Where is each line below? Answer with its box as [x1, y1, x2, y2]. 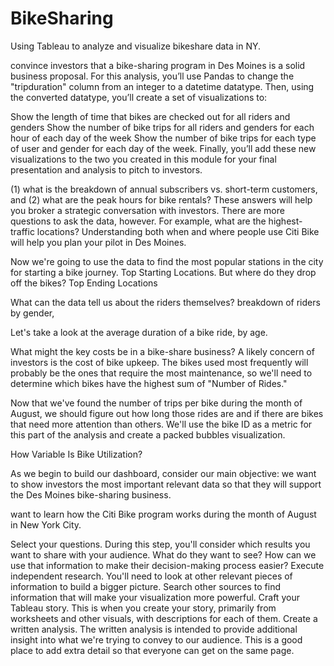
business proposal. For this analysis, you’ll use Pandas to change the [10, 70, 295, 82]
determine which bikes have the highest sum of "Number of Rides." [10, 377, 288, 389]
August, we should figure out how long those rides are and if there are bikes [10, 407, 324, 419]
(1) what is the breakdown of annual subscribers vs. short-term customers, [10, 183, 318, 195]
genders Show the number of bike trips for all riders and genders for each [10, 121, 315, 133]
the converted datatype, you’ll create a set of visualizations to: [10, 91, 268, 103]
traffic [10, 225, 35, 237]
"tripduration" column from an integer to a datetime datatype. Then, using [10, 80, 315, 92]
